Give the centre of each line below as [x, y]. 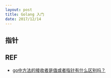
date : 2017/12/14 [23, 19]
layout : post [19, 10]
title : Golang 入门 [25, 14]
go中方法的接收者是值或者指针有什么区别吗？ [59, 70]
